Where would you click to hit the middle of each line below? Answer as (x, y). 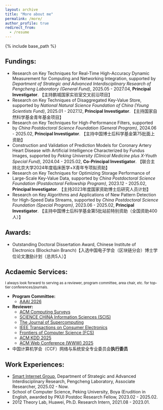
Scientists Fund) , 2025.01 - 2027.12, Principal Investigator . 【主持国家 (82, 111)
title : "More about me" (29, 14)
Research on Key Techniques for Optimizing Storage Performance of (81, 173)
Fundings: (21, 61)
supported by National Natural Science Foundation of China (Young (80, 105)
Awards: (18, 233)
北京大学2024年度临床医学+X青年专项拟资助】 (63, 167)
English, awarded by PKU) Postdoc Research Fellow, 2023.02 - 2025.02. (85, 397)
